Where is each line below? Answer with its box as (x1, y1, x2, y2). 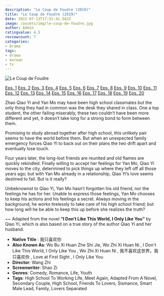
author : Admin (5, 26, 34, 30)
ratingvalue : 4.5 (5, 30, 41, 35)
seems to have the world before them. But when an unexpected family (5, 135, 147, 141)
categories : (5, 39, 29, 44)
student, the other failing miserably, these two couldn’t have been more (5, 110, 149, 116)
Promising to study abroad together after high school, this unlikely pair (5, 130, 147, 136)
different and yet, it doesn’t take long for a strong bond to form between (5, 115, 150, 121)
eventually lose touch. (5, 146, 49, 152)
